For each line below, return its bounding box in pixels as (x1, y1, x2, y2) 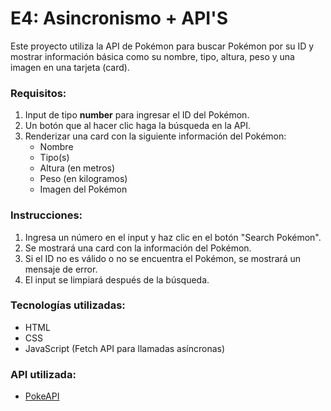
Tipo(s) (39, 152, 70, 164)
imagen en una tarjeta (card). (10, 61, 130, 73)
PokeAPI (24, 390, 60, 402)
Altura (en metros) (39, 162, 116, 174)
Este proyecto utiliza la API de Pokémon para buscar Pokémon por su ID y (10, 40, 315, 52)
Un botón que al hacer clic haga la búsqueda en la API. (24, 120, 252, 132)
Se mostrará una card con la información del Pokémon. (24, 242, 252, 254)
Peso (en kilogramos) (39, 173, 128, 185)
